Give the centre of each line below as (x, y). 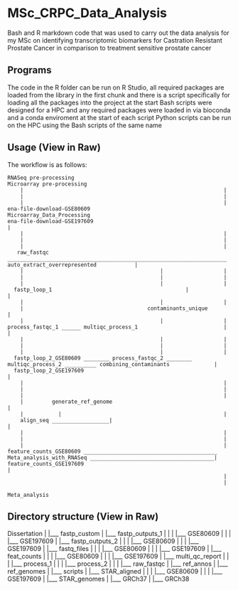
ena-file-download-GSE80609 (49, 209)
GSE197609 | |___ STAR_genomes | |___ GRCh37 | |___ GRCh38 (98, 579)
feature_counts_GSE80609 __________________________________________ (113, 451)
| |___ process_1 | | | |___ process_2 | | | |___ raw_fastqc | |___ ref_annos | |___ (118, 564)
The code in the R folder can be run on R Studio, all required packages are (116, 87)
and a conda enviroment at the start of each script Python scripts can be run (119, 117)
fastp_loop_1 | (102, 289)
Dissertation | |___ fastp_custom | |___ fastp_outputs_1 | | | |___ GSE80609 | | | (119, 534)
